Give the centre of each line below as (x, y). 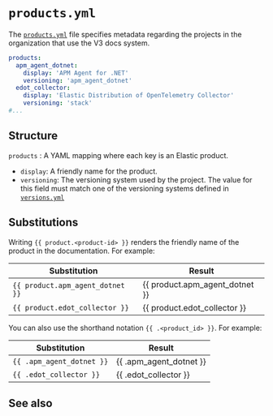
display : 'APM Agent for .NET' (76, 73)
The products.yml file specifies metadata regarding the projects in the (125, 34)
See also (30, 403)
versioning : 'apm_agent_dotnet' (78, 80)
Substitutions (43, 223)
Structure (33, 136)
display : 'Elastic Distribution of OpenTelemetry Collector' (128, 96)
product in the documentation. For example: (82, 251)
